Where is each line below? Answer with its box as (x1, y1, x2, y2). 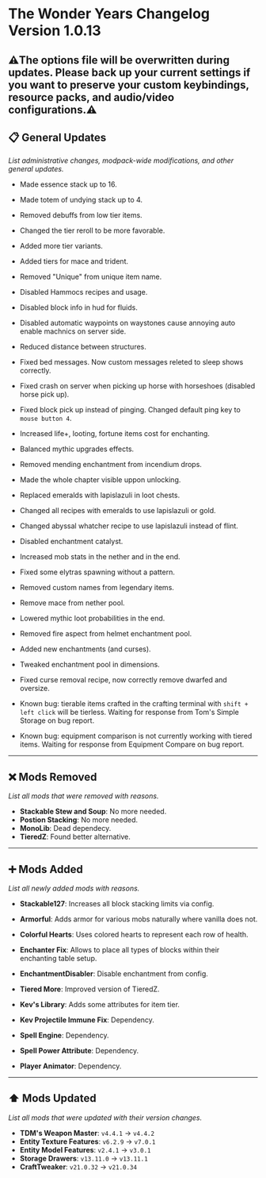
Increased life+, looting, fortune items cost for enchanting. (19, 429, 210, 438)
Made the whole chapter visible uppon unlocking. (19, 475, 181, 485)
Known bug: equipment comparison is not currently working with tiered (19, 732, 253, 741)
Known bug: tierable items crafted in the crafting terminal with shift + (19, 699, 249, 709)
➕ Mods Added (8, 863, 83, 876)
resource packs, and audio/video (8, 91, 175, 104)
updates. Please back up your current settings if (8, 65, 251, 79)
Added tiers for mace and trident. (19, 257, 129, 266)
